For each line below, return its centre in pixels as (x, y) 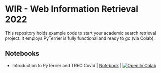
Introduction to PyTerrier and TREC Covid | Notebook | (67, 65)
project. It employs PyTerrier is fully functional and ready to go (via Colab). (80, 38)
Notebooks (22, 54)
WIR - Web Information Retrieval (72, 9)
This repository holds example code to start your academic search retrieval (80, 33)
